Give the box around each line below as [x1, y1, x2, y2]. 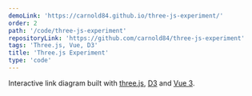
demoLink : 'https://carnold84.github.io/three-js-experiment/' [8, 11, 224, 20]
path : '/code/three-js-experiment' [8, 26, 127, 34]
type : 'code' [8, 57, 52, 65]
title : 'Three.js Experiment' [8, 49, 110, 57]
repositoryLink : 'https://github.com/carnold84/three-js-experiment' [8, 34, 246, 42]
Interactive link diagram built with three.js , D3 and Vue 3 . [8, 78, 195, 88]
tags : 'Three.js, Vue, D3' [8, 42, 98, 50]
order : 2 [8, 19, 38, 27]
